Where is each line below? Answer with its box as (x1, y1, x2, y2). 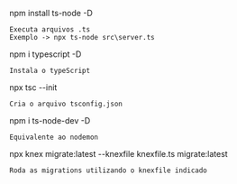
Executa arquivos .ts (9, 25, 91, 34)
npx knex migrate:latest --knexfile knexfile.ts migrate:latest (9, 149, 228, 159)
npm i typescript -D (9, 49, 82, 60)
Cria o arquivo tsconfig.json (9, 99, 123, 108)
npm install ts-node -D (9, 8, 93, 18)
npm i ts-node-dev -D (9, 115, 91, 125)
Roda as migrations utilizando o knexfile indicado (9, 166, 207, 175)
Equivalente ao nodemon (9, 133, 99, 142)
